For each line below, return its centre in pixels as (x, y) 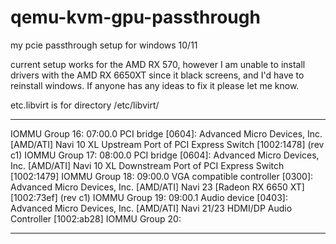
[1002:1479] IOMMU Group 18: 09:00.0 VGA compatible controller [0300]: (162, 176)
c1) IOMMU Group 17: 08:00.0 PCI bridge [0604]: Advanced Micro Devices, (165, 155)
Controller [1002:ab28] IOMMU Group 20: (96, 218)
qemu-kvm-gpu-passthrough (135, 17)
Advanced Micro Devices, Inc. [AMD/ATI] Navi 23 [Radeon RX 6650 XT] (157, 187)
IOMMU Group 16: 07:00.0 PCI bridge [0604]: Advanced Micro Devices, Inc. (166, 133)
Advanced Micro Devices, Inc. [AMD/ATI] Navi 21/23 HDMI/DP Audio (151, 208)
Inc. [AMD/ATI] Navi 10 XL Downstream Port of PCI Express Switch (147, 165)
